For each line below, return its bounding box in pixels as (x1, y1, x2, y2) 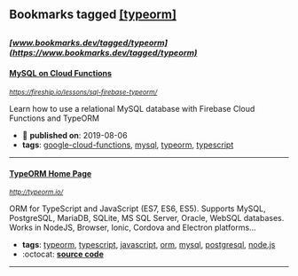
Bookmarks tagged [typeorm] (9, 7, 177, 22)
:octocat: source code (21, 248, 104, 260)
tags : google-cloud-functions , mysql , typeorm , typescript (21, 139, 234, 150)
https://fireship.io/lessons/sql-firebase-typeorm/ (9, 88, 158, 97)
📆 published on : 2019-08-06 (21, 130, 128, 140)
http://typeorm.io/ (9, 188, 64, 197)
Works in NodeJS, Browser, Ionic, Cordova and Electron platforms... (9, 222, 256, 233)
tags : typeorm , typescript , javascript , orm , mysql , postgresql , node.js (21, 240, 276, 250)
